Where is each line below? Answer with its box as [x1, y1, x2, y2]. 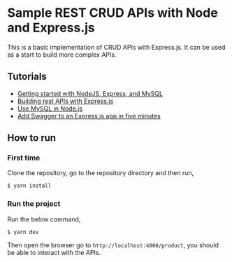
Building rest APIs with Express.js [17, 97, 114, 105]
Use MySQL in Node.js [17, 104, 82, 113]
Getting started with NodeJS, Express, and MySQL [17, 89, 163, 97]
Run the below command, [7, 215, 81, 223]
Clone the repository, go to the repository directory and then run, [7, 169, 194, 177]
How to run [7, 132, 57, 144]
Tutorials [7, 71, 47, 83]
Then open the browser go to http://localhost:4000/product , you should [7, 241, 219, 249]
